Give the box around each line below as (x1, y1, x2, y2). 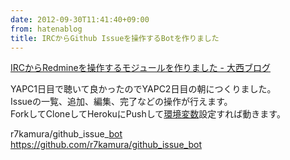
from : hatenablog (10, 24, 83, 34)
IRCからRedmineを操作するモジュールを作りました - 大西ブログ (10, 62, 271, 74)
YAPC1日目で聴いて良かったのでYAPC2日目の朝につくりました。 (10, 83, 277, 95)
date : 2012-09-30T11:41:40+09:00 (10, 14, 150, 25)
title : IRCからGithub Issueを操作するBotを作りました (10, 33, 220, 43)
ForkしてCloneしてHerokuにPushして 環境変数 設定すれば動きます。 (10, 108, 286, 120)
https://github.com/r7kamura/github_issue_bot (10, 139, 202, 151)
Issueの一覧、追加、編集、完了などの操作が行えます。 (10, 96, 233, 108)
